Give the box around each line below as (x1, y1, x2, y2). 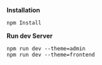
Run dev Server (6, 31, 53, 40)
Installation (6, 6, 40, 14)
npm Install (6, 20, 42, 27)
